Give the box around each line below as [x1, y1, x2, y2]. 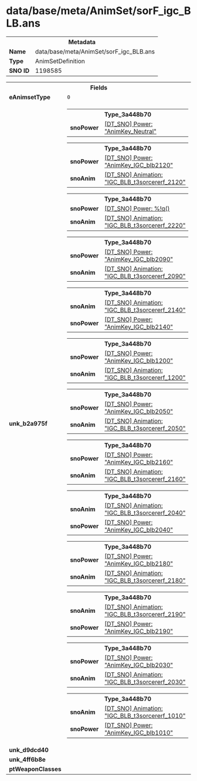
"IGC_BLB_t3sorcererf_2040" [104, 509, 186, 517]
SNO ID [9, 66, 30, 75]
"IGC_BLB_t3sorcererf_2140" [104, 306, 186, 314]
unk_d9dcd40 [9, 746, 49, 754]
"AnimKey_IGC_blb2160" [104, 458, 174, 466]
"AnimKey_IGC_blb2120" [104, 161, 174, 169]
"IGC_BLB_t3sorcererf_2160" [104, 475, 186, 483]
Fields [90, 84, 108, 92]
